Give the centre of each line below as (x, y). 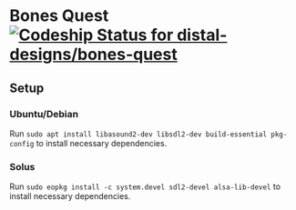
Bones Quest (59, 16)
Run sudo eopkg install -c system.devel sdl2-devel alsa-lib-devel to (145, 186)
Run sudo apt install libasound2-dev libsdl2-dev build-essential (138, 134)
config (22, 144)
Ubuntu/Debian (44, 114)
